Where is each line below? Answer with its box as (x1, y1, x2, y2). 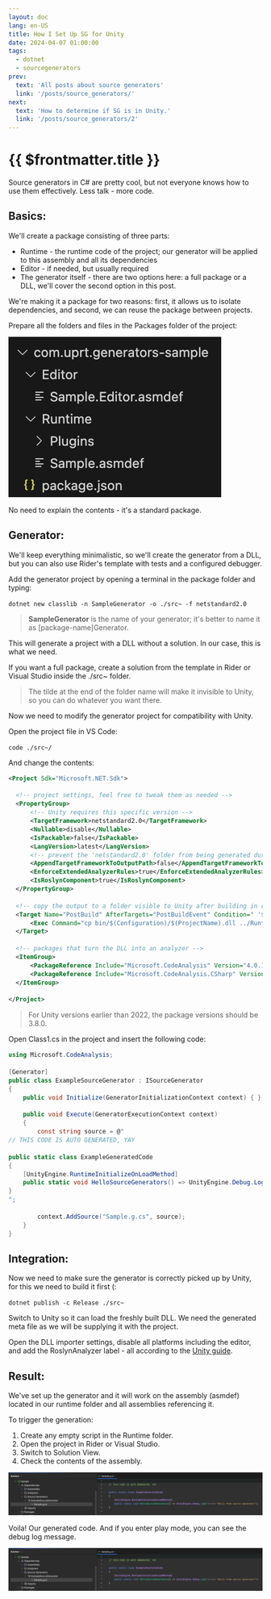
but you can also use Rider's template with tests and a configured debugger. (8, 558, 262, 568)
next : (8, 98, 27, 106)
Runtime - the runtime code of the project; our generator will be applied (19, 246, 258, 256)
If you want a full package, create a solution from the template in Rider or (8, 662, 252, 672)
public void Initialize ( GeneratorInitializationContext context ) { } (23, 1093, 262, 1101)
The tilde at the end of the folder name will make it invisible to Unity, (27, 687, 254, 696)
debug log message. (8, 1531, 77, 1541)
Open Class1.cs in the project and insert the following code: (8, 1034, 206, 1044)
